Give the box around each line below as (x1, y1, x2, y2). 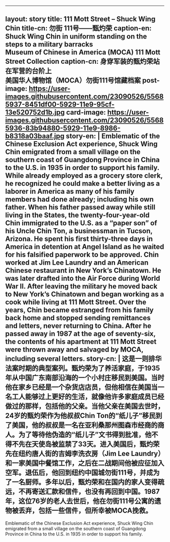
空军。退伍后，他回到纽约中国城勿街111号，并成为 (5, 469, 160, 477)
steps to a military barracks (5, 40, 93, 49)
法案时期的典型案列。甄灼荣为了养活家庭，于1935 (5, 364, 160, 372)
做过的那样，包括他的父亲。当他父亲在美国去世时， (5, 402, 164, 410)
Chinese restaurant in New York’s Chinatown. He (5, 266, 161, 275)
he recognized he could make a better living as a (5, 179, 160, 188)
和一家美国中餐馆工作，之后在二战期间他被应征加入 (5, 459, 164, 468)
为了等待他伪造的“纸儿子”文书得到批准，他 (18, 431, 152, 439)
